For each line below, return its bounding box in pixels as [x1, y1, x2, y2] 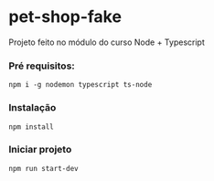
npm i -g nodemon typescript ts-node [8, 80, 153, 90]
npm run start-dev [8, 164, 79, 173]
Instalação [8, 101, 57, 114]
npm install [8, 122, 54, 132]
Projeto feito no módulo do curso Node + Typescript [8, 37, 205, 48]
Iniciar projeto [8, 144, 72, 156]
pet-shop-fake [8, 6, 123, 27]
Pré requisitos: [8, 59, 75, 72]
